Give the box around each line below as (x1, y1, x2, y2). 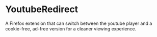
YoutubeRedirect (5, 4, 78, 15)
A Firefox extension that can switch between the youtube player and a (5, 20, 152, 26)
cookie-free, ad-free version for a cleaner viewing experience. (5, 25, 137, 31)
